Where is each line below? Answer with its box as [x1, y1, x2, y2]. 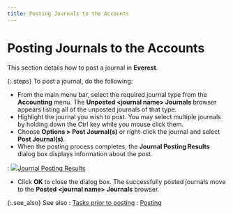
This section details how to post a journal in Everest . [7, 63, 158, 72]
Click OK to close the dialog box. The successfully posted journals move [17, 177, 226, 185]
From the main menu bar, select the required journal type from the [17, 90, 207, 98]
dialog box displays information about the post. [17, 149, 153, 158]
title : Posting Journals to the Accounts [7, 10, 130, 17]
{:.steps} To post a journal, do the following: [7, 77, 133, 85]
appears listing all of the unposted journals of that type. [17, 105, 177, 114]
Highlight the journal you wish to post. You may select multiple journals [17, 112, 221, 121]
